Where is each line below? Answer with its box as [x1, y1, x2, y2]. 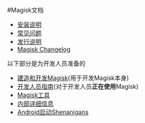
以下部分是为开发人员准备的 [7, 59, 86, 67]
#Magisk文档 [7, 6, 44, 14]
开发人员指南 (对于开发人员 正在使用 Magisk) [16, 83, 139, 90]
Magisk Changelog [16, 45, 71, 53]
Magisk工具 [16, 91, 50, 99]
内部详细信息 [16, 100, 54, 107]
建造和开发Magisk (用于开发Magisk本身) [16, 74, 129, 82]
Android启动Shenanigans [16, 108, 89, 116]
